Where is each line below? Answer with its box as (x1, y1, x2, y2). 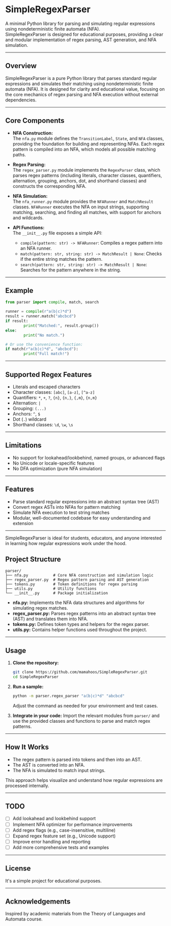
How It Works (5, 743, 49, 752)
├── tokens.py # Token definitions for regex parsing (5, 582, 138, 587)
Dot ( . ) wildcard (12, 416, 47, 422)
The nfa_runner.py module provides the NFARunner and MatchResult (12, 198, 154, 204)
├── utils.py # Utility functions (5, 586, 97, 591)
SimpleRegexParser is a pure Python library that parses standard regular (5, 75, 157, 81)
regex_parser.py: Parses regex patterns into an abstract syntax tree (12, 610, 156, 617)
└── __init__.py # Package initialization (5, 591, 108, 596)
